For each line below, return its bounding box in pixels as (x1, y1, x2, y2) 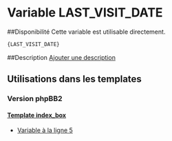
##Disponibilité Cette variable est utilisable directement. (7, 28, 166, 36)
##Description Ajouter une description (7, 53, 116, 61)
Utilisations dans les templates (7, 74, 142, 85)
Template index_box (7, 111, 67, 119)
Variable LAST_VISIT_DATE (7, 5, 163, 21)
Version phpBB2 (7, 94, 63, 104)
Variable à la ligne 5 (17, 126, 74, 135)
